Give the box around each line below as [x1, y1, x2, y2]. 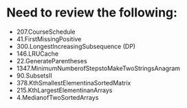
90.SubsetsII [16, 71, 52, 80]
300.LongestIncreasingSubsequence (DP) [16, 42, 135, 50]
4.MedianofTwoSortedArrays [16, 93, 99, 101]
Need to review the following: [6, 5, 178, 21]
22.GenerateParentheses [16, 56, 87, 65]
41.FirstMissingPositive [16, 34, 82, 43]
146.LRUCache [16, 50, 59, 58]
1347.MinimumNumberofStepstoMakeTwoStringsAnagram [16, 64, 180, 72]
